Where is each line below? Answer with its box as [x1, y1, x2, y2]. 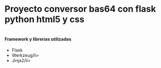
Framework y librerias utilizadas [4, 36, 72, 42]
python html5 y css [4, 14, 84, 25]
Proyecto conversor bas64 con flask [4, 3, 156, 15]
